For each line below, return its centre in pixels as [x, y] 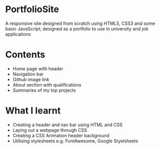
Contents [25, 55]
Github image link [31, 79]
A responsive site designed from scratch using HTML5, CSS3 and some [80, 23]
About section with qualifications [47, 85]
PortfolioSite [32, 9]
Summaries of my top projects [44, 90]
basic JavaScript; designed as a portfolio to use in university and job [77, 28]
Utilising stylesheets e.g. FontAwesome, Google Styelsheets [75, 141]
